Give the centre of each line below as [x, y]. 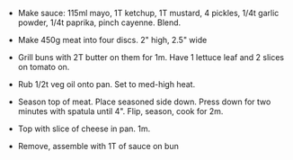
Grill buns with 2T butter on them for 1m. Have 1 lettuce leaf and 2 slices [151, 57]
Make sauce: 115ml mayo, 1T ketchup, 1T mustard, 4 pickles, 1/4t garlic [148, 13]
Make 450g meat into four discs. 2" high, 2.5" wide [112, 40]
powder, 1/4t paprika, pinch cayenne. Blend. [99, 22]
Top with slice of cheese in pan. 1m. [84, 129]
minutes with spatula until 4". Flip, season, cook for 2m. [120, 111]
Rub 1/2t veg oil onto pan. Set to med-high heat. [107, 84]
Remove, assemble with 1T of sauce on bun [98, 146]
